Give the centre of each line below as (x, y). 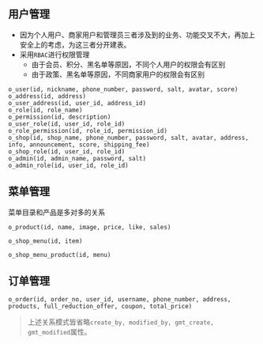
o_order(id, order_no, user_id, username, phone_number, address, (120, 300)
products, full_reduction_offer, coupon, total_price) (100, 307)
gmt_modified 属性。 (59, 332)
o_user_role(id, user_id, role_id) (67, 124)
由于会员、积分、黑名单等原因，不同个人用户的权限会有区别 (128, 64)
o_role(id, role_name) (45, 110)
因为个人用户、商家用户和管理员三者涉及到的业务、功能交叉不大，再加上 (137, 35)
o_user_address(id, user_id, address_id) (77, 103)
